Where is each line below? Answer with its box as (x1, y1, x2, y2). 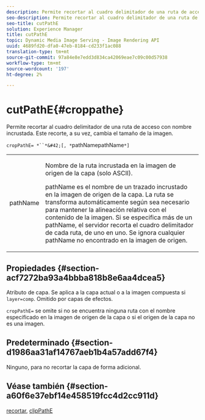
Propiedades (6, 263, 56, 273)
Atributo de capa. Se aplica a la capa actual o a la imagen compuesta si (6, 289, 186, 296)
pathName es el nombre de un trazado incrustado (45, 183, 188, 191)
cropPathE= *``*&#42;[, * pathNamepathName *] (6, 142, 130, 149)
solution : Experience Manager (6, 26, 84, 32)
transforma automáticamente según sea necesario (45, 198, 190, 206)
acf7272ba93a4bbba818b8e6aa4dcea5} (6, 272, 166, 283)
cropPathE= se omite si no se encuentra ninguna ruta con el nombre (6, 307, 176, 314)
